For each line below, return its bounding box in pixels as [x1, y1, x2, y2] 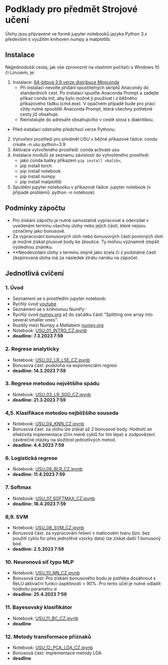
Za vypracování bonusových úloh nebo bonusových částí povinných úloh [12, 233, 163, 239]
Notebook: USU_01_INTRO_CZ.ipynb [12, 327, 87, 334]
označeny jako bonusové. [12, 228, 66, 234]
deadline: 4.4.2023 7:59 [12, 442, 64, 448]
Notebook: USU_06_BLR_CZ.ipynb [12, 466, 83, 472]
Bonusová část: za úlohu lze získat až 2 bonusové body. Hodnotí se [12, 426, 152, 432]
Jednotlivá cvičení [5, 269, 64, 277]
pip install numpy [20, 173, 56, 179]
